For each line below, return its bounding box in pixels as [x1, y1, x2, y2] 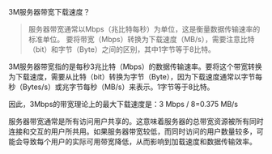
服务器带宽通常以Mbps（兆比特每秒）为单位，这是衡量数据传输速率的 [28, 24, 261, 34]
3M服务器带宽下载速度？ [8, 7, 91, 16]
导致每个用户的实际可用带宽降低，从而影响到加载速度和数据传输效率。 [22, 137, 257, 146]
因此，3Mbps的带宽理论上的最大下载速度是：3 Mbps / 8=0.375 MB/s [8, 100, 239, 109]
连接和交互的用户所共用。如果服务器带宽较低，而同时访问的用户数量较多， [8, 126, 257, 136]
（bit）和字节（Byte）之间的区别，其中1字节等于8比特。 [28, 45, 216, 54]
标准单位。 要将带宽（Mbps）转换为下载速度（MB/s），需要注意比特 [28, 35, 255, 44]
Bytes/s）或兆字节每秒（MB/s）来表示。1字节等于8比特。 [22, 82, 215, 92]
